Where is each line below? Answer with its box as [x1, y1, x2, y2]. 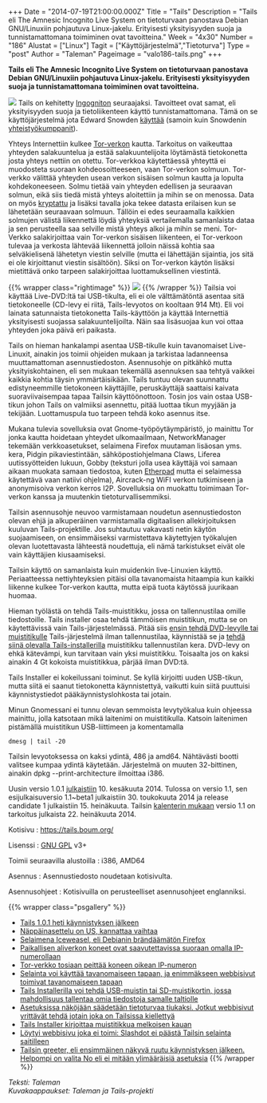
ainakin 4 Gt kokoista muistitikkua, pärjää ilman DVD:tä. [8, 657, 190, 666]
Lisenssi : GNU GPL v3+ [8, 840, 88, 850]
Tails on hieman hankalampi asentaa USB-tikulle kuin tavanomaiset [8, 341, 228, 350]
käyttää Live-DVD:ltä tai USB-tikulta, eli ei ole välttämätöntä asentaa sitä [8, 292, 245, 300]
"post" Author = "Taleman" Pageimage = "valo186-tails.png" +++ [8, 50, 222, 58]
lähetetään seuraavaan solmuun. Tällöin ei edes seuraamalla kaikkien [8, 207, 235, 216]
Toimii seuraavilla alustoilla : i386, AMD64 [8, 856, 145, 865]
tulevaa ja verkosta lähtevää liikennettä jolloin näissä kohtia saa [8, 241, 215, 250]
